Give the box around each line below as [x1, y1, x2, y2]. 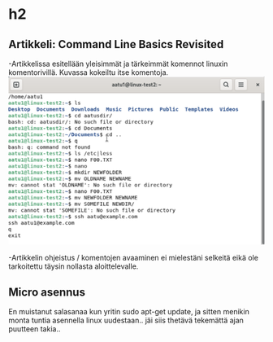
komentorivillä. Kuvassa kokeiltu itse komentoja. [8, 68, 169, 77]
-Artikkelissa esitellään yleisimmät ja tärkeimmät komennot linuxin [8, 59, 228, 68]
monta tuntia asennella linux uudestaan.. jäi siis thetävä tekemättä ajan [8, 315, 244, 326]
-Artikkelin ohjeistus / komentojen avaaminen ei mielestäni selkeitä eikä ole [8, 253, 258, 263]
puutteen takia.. [8, 324, 61, 334]
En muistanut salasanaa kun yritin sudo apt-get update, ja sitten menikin [8, 307, 249, 317]
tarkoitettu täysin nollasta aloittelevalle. [8, 261, 139, 271]
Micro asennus [8, 285, 85, 299]
